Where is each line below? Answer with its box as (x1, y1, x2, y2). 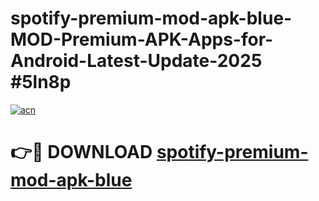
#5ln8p (10, 71, 72, 94)
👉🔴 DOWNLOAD (10, 141, 153, 164)
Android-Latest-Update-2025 (10, 50, 263, 72)
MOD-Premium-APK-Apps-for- (10, 28, 274, 51)
